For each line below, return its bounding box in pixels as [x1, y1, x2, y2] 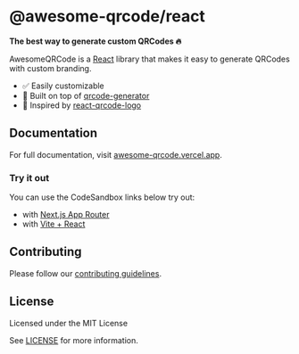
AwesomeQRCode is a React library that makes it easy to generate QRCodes [9, 54, 290, 64]
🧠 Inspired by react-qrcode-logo [21, 100, 142, 111]
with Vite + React [21, 218, 86, 229]
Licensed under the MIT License [9, 317, 128, 328]
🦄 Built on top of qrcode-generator [21, 90, 150, 101]
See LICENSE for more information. [9, 334, 138, 345]
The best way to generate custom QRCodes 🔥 [9, 36, 182, 46]
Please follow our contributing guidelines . [9, 268, 162, 278]
